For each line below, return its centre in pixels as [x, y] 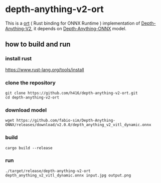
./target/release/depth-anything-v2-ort [48, 171]
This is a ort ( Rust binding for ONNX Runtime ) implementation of [73, 23]
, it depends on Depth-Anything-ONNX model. [79, 28]
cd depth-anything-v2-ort [32, 97]
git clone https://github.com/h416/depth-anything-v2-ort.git [71, 93]
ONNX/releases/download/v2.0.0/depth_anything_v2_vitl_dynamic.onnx [78, 125]
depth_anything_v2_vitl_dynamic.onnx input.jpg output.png [68, 175]
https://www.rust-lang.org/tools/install [45, 69]
